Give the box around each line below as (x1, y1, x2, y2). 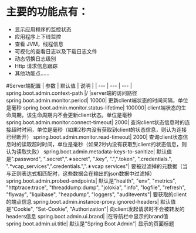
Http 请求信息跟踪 (14, 62, 58, 69)
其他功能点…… (14, 70, 50, 77)
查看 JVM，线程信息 (14, 40, 64, 47)
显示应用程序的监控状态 (14, 26, 72, 33)
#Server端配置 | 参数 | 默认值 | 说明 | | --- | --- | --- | (6, 82, 132, 89)
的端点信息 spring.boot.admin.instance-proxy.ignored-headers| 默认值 (6, 198, 176, 205)
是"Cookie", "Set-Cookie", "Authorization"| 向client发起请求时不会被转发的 (6, 205, 185, 213)
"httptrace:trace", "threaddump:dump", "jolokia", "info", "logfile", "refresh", (6, 184, 186, 191)
